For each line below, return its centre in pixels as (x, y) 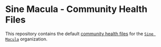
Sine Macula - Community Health (76, 9)
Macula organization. (26, 39)
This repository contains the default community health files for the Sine (79, 33)
